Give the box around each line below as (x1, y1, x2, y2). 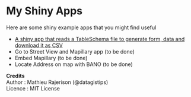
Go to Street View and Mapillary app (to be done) (14, 48, 135, 55)
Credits (6, 72, 25, 79)
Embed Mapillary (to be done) (14, 54, 88, 61)
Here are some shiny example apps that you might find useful (6, 24, 157, 31)
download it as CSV (14, 42, 63, 49)
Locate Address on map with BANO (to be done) (14, 61, 133, 68)
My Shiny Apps (6, 4, 83, 18)
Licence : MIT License (6, 85, 61, 92)
